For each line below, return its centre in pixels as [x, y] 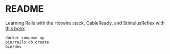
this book [15, 28]
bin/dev [14, 46]
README [25, 9]
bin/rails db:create [27, 42]
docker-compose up [25, 38]
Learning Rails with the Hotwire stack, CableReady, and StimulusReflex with [85, 23]
